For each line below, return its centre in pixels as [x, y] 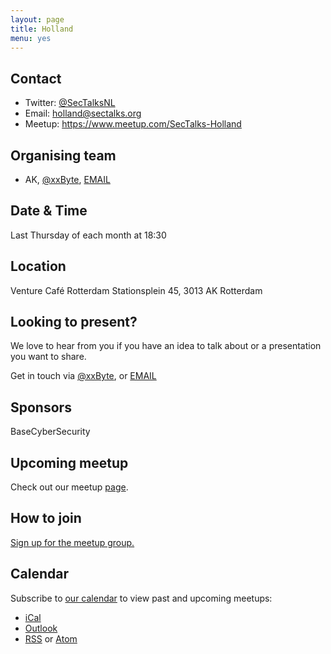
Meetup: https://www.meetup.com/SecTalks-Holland [133, 124]
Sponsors [41, 407]
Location [38, 266]
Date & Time [49, 211]
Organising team [63, 155]
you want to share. [48, 357]
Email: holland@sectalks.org [83, 113]
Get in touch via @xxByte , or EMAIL [83, 376]
